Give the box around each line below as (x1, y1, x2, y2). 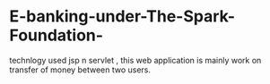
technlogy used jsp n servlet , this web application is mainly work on (9, 55, 262, 65)
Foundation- (9, 25, 104, 46)
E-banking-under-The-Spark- (9, 6, 236, 27)
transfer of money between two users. (9, 64, 151, 75)
